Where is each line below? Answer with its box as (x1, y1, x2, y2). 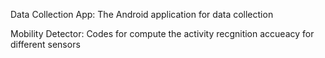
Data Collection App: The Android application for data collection (10, 9, 274, 20)
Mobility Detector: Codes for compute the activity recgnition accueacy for (10, 28, 315, 39)
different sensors (10, 39, 81, 50)
